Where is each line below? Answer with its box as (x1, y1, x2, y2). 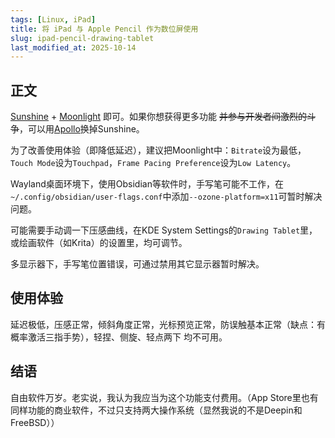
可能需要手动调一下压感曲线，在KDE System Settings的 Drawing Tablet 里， (10, 224, 318, 236)
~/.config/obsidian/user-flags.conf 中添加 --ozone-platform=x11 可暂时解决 (10, 191, 323, 203)
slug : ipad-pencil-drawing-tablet (10, 33, 155, 43)
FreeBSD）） (10, 416, 60, 428)
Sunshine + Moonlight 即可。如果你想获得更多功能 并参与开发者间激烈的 (10, 111, 307, 123)
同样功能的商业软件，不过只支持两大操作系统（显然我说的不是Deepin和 (10, 404, 303, 416)
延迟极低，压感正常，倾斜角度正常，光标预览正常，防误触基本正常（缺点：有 (10, 318, 326, 330)
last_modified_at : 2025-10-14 (10, 42, 137, 53)
